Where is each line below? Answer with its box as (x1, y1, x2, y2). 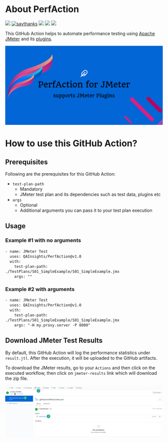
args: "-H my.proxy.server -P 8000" (14, 323, 91, 328)
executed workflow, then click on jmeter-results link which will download (5, 370, 157, 376)
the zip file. (5, 375, 28, 381)
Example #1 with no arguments (5, 237, 81, 244)
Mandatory (19, 186, 43, 192)
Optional (19, 202, 37, 208)
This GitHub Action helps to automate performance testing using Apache (5, 30, 155, 36)
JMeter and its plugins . (5, 36, 52, 42)
